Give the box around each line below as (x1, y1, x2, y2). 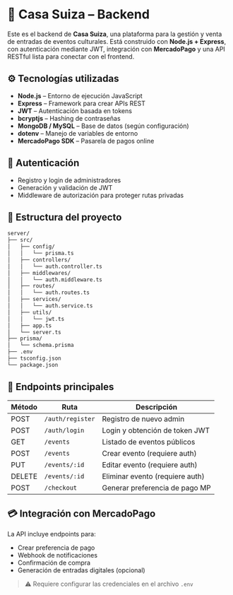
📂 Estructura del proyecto (7, 211, 122, 223)
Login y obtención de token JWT (102, 425, 210, 435)
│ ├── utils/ (7, 309, 52, 316)
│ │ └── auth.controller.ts (7, 263, 102, 270)
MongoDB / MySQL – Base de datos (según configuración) (17, 122, 189, 130)
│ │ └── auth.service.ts (7, 302, 93, 310)
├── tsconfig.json (7, 355, 61, 362)
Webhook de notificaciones (17, 551, 97, 560)
